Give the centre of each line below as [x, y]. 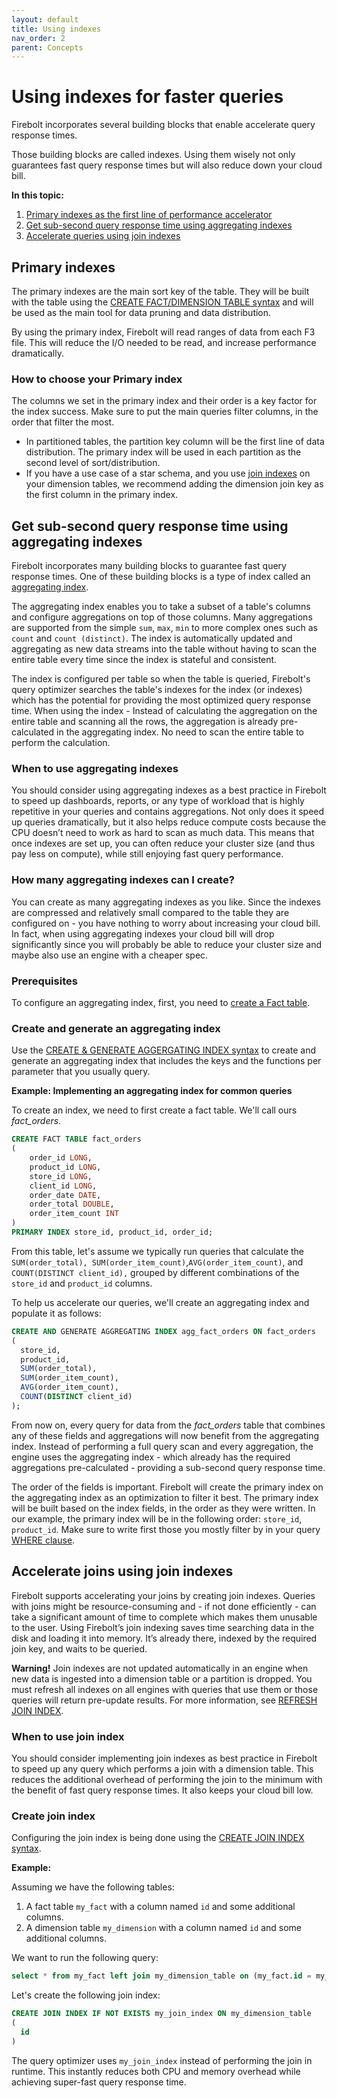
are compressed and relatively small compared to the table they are [150, 912]
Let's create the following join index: [86, 1995]
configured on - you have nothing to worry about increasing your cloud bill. [166, 923]
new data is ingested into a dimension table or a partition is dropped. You [162, 1678]
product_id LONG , [65, 1167]
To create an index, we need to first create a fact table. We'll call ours [154, 1110]
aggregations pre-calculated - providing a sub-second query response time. [168, 1467]
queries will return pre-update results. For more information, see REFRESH [164, 1700]
